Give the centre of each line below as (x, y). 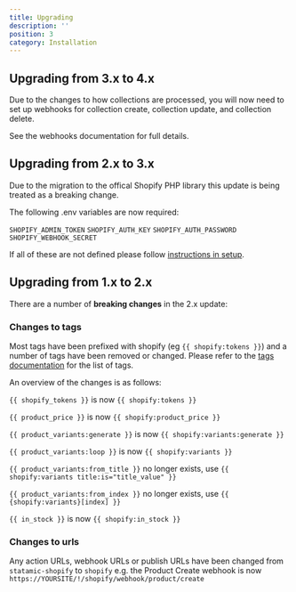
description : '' (39, 26)
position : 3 (31, 34)
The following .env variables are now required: (94, 212)
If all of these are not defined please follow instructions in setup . (127, 254)
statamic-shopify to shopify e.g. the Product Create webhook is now (136, 571)
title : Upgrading (41, 17)
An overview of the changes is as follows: (85, 382)
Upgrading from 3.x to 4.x (82, 78)
